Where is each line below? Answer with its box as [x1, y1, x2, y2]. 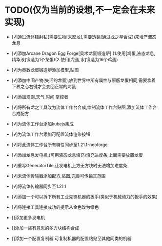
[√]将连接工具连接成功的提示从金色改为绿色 [11, 204, 99, 210]
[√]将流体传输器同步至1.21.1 [11, 183, 66, 189]
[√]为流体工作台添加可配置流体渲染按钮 [11, 131, 91, 137]
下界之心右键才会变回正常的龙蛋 [11, 83, 76, 89]
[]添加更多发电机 [11, 214, 45, 221]
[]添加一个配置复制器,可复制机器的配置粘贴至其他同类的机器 [11, 235, 132, 241]
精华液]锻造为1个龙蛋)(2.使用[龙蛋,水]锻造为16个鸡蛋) [11, 56, 118, 62]
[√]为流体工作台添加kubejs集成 [11, 121, 74, 126]
